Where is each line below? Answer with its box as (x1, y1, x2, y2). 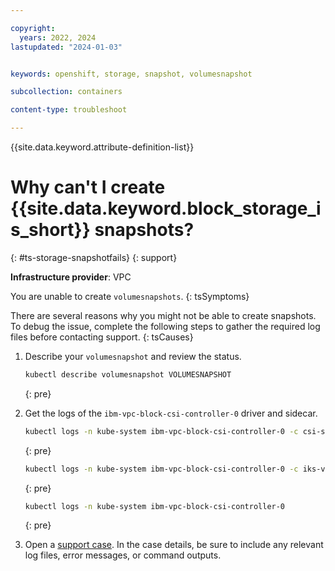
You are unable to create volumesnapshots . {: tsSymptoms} (10, 290, 250, 302)
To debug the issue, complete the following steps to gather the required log (10, 320, 321, 332)
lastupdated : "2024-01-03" (10, 42, 123, 52)
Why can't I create (10, 176, 166, 199)
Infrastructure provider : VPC (10, 271, 132, 283)
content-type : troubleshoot (10, 105, 128, 115)
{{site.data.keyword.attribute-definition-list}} (10, 141, 195, 153)
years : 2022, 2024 (19, 32, 97, 43)
